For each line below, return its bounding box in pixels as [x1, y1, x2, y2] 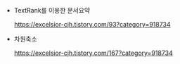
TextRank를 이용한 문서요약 [13, 6, 90, 14]
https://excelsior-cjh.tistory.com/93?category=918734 [13, 20, 171, 28]
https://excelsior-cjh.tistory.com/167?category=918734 [13, 49, 174, 57]
